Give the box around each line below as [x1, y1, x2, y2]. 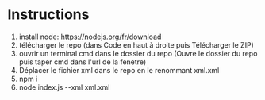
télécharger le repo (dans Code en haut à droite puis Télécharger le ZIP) [18, 40, 255, 49]
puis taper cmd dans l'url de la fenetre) [18, 57, 147, 67]
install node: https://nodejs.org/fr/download [18, 32, 162, 41]
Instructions [7, 6, 90, 24]
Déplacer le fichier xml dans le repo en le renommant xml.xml [18, 65, 220, 75]
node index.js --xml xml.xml [18, 82, 110, 92]
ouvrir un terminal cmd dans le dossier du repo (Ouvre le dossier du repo [18, 48, 258, 58]
